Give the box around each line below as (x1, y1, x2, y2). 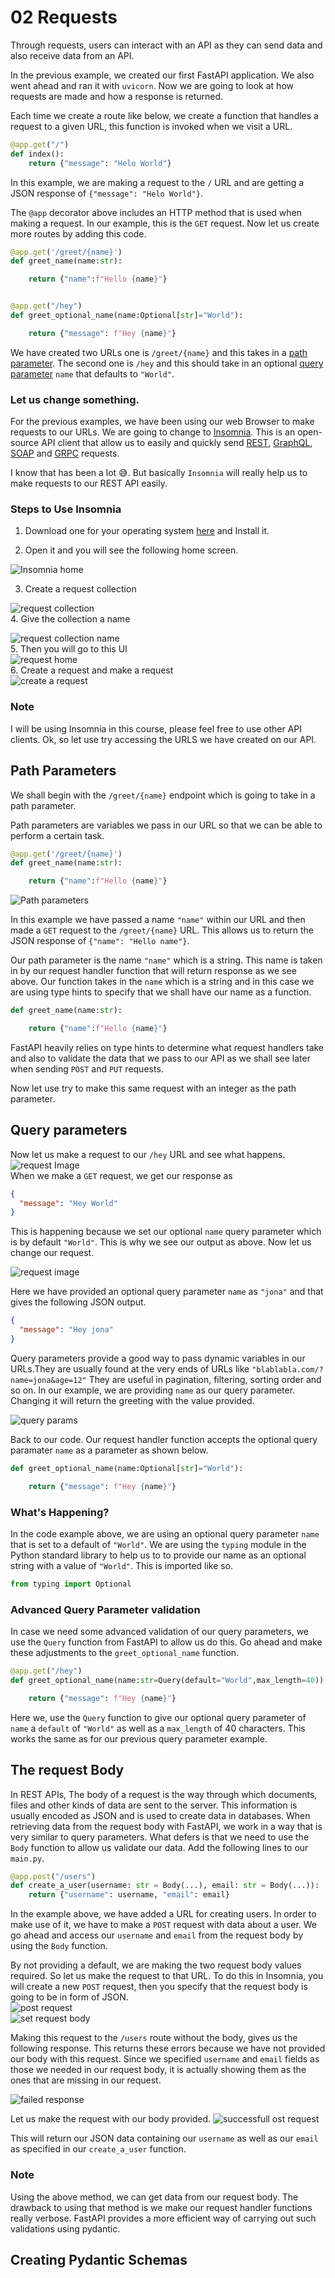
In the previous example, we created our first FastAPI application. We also (10, 69, 315, 81)
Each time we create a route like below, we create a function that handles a (10, 109, 319, 121)
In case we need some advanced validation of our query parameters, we (10, 1626, 309, 1638)
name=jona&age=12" (10, 1375, 87, 1385)
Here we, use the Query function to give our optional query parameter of (10, 1711, 307, 1723)
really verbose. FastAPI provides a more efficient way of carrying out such (10, 2212, 317, 2224)
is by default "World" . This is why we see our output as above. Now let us (10, 1236, 312, 1248)
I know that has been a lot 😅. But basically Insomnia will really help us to (10, 467, 308, 479)
